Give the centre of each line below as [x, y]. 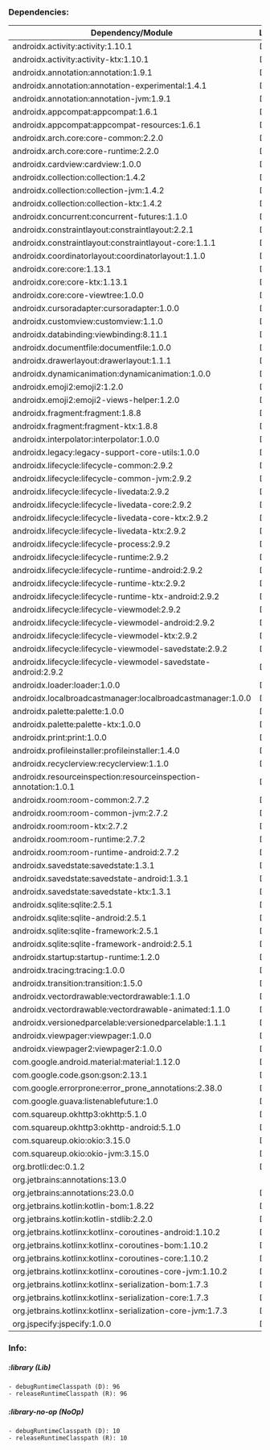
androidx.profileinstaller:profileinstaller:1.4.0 [96, 750]
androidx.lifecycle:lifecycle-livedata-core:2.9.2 [102, 505]
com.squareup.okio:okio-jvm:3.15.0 [81, 1153]
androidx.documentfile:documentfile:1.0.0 [92, 347]
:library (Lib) [29, 1367]
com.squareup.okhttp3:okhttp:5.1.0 [80, 1115]
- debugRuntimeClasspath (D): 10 [64, 1431]
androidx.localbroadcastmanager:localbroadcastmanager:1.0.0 [132, 698]
